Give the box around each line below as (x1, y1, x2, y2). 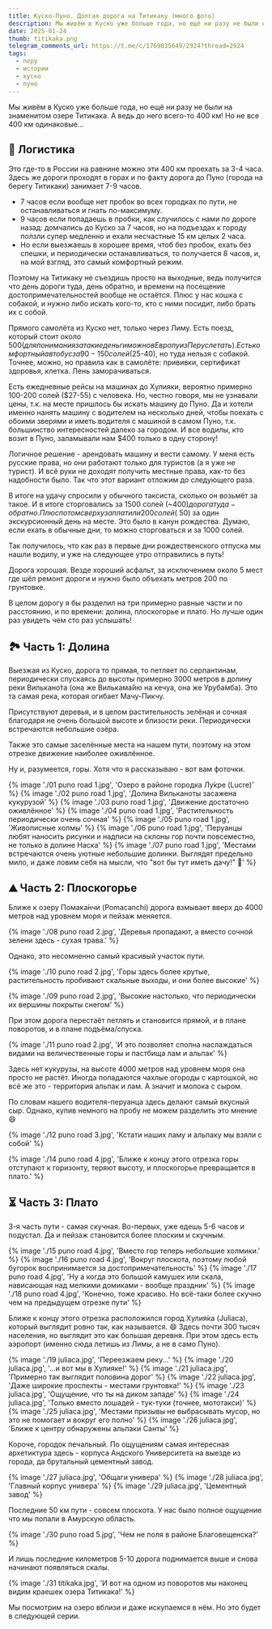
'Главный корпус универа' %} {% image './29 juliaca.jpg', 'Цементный (8, 1481, 247, 1490)
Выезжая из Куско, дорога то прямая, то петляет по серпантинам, (8, 665, 239, 675)
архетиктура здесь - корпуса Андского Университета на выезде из (8, 1447, 241, 1457)
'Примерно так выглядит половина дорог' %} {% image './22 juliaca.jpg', (8, 1371, 257, 1382)
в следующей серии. (8, 1610, 81, 1621)
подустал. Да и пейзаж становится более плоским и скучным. (8, 1229, 225, 1240)
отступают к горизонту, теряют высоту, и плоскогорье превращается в (8, 1162, 256, 1172)
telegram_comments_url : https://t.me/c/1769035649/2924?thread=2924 (8, 42, 244, 50)
